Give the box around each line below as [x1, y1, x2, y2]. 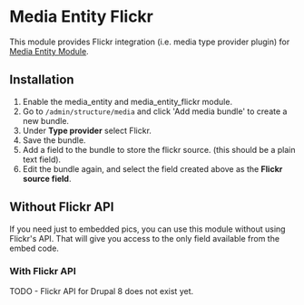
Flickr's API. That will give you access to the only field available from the [9, 233, 279, 243]
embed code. [9, 243, 59, 253]
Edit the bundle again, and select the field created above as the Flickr [22, 163, 283, 174]
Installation [9, 72, 74, 88]
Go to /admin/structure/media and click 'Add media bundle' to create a [22, 106, 288, 117]
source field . [22, 173, 72, 184]
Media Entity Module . [9, 45, 89, 56]
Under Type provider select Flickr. [22, 125, 152, 136]
